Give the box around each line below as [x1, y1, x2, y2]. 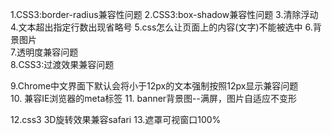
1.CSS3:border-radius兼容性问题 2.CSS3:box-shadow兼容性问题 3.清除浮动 [10, 9, 319, 20]
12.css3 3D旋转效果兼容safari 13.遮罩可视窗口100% [10, 114, 222, 125]
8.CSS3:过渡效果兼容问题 [10, 59, 115, 70]
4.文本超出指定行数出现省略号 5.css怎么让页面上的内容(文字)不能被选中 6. [10, 21, 313, 33]
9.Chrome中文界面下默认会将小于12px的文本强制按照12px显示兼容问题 [10, 80, 299, 92]
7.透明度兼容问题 [10, 46, 79, 58]
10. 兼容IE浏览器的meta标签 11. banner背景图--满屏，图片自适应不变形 [10, 93, 297, 104]
